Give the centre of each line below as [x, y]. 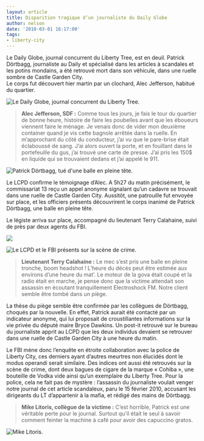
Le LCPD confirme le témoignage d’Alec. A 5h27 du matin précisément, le [98, 182]
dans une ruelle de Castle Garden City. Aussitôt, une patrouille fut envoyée [100, 195]
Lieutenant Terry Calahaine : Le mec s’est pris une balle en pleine [104, 262]
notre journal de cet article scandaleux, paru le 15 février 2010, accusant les [101, 389]
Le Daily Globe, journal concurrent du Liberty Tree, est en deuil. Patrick [95, 58]
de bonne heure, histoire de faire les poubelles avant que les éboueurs [110, 120]
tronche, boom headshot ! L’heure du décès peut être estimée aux [104, 268]
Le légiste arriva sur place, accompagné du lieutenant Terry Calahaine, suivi [102, 220]
